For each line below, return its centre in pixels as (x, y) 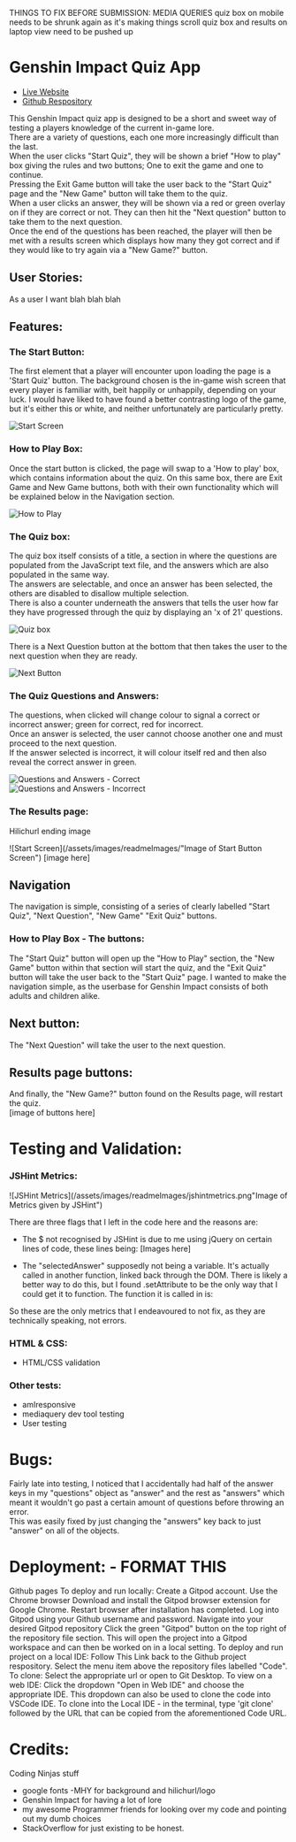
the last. (24, 146)
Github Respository (57, 101)
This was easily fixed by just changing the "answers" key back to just (135, 1522)
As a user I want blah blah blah (65, 299)
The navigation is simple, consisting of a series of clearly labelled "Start (140, 907)
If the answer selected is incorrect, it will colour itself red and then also (138, 753)
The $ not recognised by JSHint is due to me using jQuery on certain (147, 1239)
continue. (27, 174)
